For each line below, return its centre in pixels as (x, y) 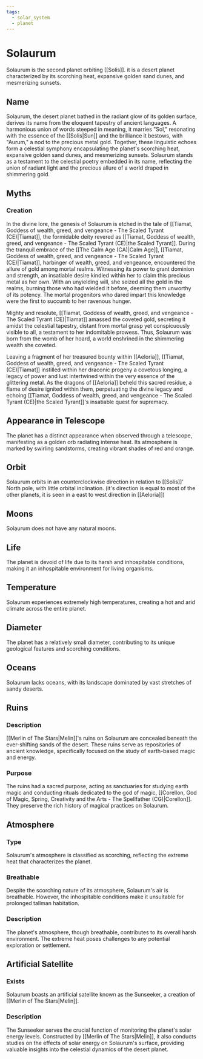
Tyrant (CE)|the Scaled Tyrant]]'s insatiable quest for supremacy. (88, 402)
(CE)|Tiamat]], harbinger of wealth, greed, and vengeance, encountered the (101, 262)
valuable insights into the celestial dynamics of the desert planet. (87, 1049)
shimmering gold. (28, 174)
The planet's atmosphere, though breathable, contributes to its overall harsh (101, 932)
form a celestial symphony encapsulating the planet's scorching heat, (93, 148)
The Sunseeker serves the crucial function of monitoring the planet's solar (99, 1030)
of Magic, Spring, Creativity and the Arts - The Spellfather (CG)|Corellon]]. (99, 799)
